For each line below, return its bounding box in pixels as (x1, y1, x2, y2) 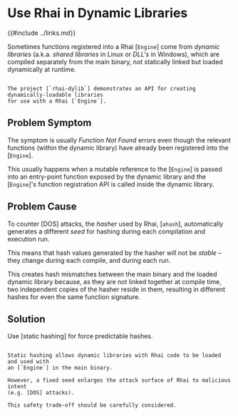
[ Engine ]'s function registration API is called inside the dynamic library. (7, 180, 214, 188)
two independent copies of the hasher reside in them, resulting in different (7, 285, 226, 293)
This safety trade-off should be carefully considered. (7, 402, 177, 409)
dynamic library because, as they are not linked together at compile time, (7, 277, 222, 286)
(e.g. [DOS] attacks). (7, 390, 75, 397)
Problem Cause (7, 201, 77, 213)
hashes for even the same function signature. (7, 292, 140, 301)
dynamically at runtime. (7, 65, 76, 73)
